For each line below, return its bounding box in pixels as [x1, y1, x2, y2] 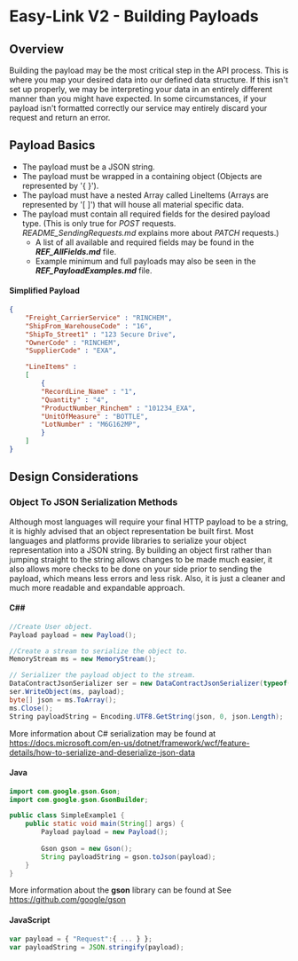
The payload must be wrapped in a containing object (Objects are [21, 170, 263, 181]
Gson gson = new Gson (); [41, 844, 133, 853]
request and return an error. [9, 113, 111, 122]
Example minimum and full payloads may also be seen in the [35, 256, 256, 266]
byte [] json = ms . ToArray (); [9, 695, 117, 705]
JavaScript [9, 915, 51, 926]
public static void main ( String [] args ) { [25, 819, 184, 829]
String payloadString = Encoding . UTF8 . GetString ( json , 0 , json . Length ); [9, 712, 284, 721]
